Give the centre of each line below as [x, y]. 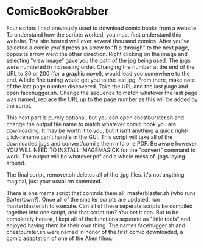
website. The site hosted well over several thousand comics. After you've [98, 41]
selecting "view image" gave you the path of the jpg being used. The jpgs [98, 60]
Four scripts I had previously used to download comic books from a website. [102, 28]
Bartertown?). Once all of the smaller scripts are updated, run [83, 199]
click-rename [23, 137]
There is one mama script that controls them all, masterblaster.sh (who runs [101, 193]
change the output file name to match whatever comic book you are [91, 124]
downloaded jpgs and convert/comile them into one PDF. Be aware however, [102, 143]
